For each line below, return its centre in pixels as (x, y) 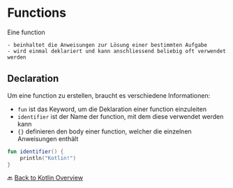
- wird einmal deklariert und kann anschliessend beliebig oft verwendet (117, 51)
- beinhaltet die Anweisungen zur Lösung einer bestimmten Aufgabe (107, 45)
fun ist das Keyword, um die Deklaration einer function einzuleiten (112, 109)
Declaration (33, 79)
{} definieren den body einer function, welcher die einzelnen (104, 131)
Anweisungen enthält (48, 138)
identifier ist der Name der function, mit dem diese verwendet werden (120, 116)
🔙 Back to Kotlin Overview (45, 178)
